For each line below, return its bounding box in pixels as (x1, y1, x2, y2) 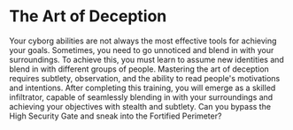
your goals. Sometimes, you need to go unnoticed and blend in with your (9, 44, 274, 55)
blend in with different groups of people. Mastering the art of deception (9, 64, 270, 74)
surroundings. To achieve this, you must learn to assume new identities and (9, 54, 285, 65)
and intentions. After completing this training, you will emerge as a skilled (9, 82, 276, 93)
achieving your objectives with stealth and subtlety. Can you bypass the (9, 101, 272, 111)
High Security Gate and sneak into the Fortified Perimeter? (9, 111, 222, 121)
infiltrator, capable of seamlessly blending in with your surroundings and (9, 91, 274, 103)
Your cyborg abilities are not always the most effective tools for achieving (9, 35, 277, 46)
